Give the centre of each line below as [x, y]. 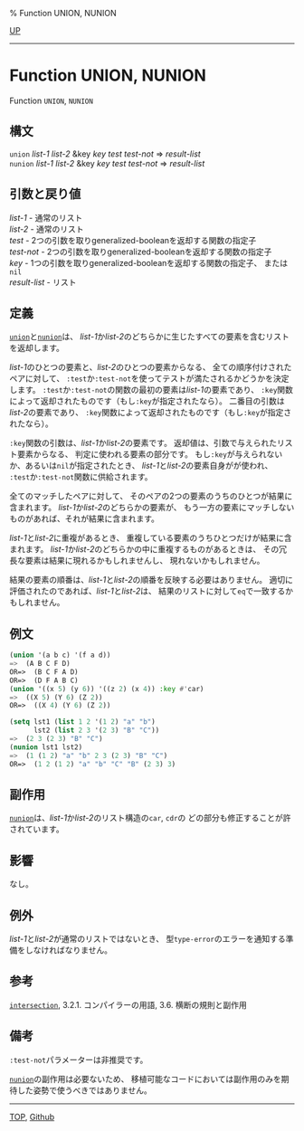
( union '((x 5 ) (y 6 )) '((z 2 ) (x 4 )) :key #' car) [107, 689]
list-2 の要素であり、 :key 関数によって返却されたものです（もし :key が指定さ [151, 413]
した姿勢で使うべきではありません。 [84, 1090]
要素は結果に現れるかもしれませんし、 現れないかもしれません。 [145, 561]
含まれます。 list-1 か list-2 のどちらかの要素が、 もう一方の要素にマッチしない [152, 508]
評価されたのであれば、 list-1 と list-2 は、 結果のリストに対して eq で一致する [147, 591]
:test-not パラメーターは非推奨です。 [79, 1060]
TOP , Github [32, 1117]
